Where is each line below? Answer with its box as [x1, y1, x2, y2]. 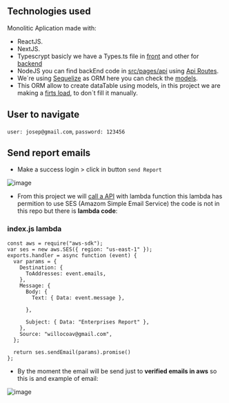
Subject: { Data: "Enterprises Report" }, [25, 318, 150, 326]
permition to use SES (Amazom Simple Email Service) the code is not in [17, 200, 220, 208]
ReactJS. [17, 37, 43, 46]
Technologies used [7, 6, 91, 17]
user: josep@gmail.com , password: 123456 [7, 127, 126, 135]
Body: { [25, 288, 48, 295]
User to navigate [7, 109, 80, 120]
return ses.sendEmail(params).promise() [13, 348, 131, 355]
